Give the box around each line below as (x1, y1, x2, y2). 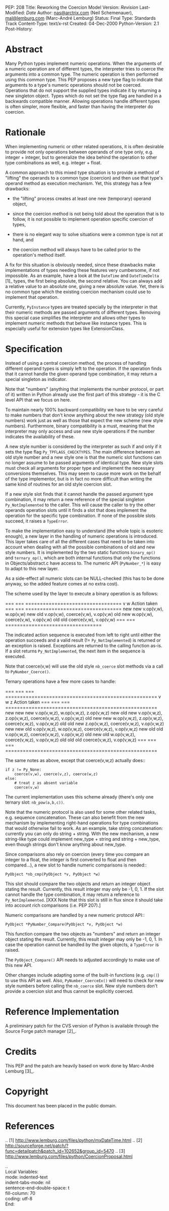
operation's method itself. (12, 252, 66, 258)
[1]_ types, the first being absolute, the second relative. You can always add (5, 278, 162, 284)
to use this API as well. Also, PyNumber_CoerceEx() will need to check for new (5, 977, 164, 983)
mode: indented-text (5, 1174, 48, 1180)
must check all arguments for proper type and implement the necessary (5, 465, 155, 471)
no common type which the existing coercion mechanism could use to (5, 289, 151, 295)
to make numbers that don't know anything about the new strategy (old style (5, 412, 164, 418)
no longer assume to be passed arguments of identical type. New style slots (5, 459, 163, 466)
